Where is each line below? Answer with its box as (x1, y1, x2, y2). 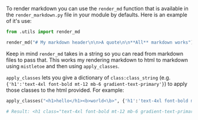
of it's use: (6, 18, 32, 24)
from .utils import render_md (6, 29, 81, 35)
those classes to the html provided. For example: (6, 86, 124, 94)
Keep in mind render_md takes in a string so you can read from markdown (6, 50, 184, 57)
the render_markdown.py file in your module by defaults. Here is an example (6, 11, 187, 18)
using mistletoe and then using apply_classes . (6, 62, 120, 69)
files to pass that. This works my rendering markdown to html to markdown (6, 56, 189, 64)
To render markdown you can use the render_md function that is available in (6, 5, 189, 12)
